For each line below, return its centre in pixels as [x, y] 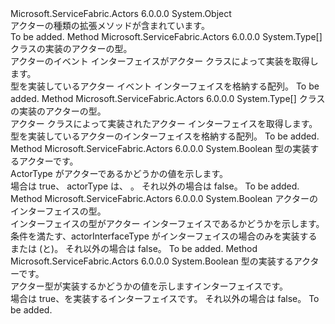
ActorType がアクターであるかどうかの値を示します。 [119, 173]
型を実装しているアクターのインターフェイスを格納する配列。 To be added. [165, 136]
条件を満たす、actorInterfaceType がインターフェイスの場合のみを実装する [164, 236]
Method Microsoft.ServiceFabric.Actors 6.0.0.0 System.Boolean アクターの [164, 198]
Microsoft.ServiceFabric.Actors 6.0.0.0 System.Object [121, 13]
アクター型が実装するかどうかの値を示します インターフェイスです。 [149, 286]
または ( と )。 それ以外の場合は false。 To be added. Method [134, 248]
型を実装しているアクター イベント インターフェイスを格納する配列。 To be [165, 86]
